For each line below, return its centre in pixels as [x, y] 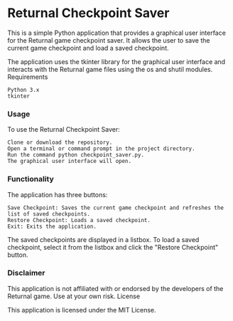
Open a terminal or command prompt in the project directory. [101, 149]
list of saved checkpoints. [49, 214]
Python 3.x [23, 90]
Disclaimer [26, 273]
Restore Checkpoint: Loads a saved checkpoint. [79, 220]
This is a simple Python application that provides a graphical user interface [116, 33]
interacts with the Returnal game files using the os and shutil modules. [110, 69]
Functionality [31, 179]
